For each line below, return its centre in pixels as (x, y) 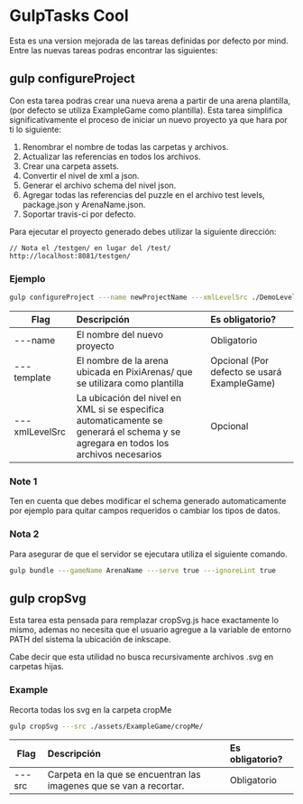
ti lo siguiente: (35, 129)
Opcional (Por (239, 360)
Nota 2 (24, 534)
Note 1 (23, 481)
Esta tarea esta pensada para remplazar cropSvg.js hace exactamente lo (144, 621)
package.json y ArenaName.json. (84, 204)
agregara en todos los (123, 443)
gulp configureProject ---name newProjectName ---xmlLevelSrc (129, 298)
